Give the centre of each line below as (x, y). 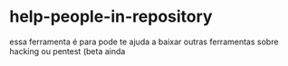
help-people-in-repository (111, 17)
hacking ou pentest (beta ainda (67, 51)
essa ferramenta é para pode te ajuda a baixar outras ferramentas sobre (144, 42)
